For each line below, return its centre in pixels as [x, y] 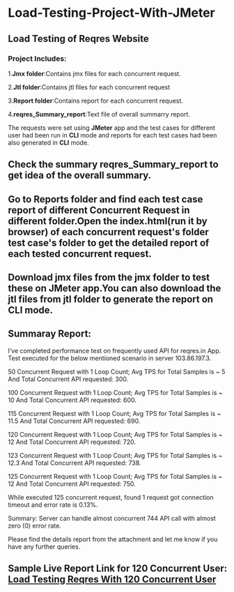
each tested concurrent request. [80, 254]
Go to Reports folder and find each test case [106, 199]
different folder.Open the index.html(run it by [108, 221]
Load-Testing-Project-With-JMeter [111, 13]
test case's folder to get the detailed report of [109, 243]
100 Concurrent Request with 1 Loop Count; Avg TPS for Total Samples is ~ [116, 392]
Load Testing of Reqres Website [78, 39]
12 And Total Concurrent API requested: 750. [72, 484]
